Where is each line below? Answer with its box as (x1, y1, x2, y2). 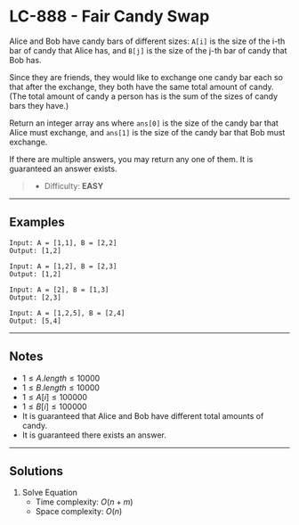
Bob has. (9, 54, 42, 65)
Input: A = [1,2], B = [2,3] (9, 261, 117, 271)
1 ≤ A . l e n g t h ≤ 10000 (21, 373, 101, 383)
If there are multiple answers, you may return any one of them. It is (9, 153, 254, 164)
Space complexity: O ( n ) (35, 506, 123, 517)
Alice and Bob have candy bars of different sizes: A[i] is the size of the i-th (9, 36, 286, 46)
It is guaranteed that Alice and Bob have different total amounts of (21, 410, 264, 421)
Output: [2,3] (9, 292, 62, 302)
